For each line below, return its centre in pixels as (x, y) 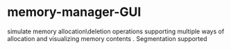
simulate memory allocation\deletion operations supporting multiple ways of (116, 31)
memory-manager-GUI (74, 12)
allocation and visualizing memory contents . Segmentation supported (107, 38)
